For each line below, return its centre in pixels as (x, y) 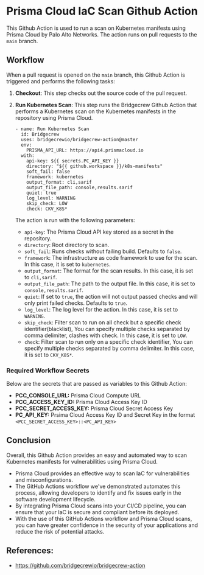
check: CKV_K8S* (47, 209)
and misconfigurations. (44, 479)
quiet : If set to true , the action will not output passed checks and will (111, 296)
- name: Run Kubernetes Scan (52, 129)
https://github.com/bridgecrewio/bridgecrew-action (80, 565)
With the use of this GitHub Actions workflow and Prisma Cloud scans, (104, 518)
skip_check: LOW (47, 203)
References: (30, 551)
